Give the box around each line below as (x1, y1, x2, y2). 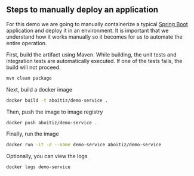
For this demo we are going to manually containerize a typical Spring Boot (6, 20, 188, 27)
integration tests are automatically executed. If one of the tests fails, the (6, 57, 183, 64)
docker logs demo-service (6, 164, 70, 170)
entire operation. (6, 39, 47, 46)
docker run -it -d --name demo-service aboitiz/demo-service (6, 142, 162, 148)
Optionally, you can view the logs (6, 153, 88, 160)
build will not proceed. (6, 64, 61, 71)
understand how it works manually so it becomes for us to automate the (6, 33, 183, 40)
